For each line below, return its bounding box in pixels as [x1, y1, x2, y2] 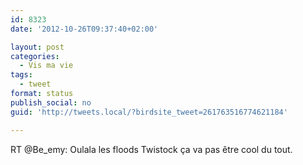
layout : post [10, 42, 65, 52]
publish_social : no [10, 97, 92, 108]
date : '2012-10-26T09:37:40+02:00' [10, 24, 159, 34]
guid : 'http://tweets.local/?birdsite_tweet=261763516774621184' [10, 107, 288, 117]
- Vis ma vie [19, 61, 74, 71]
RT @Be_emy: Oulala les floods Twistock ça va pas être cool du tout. [10, 143, 293, 155]
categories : [10, 51, 60, 61]
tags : [10, 70, 33, 80]
